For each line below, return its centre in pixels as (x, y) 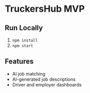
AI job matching (29, 74)
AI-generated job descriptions (44, 79)
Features (19, 62)
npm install (25, 40)
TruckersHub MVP (45, 9)
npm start (23, 46)
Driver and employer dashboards (47, 84)
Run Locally (24, 28)
